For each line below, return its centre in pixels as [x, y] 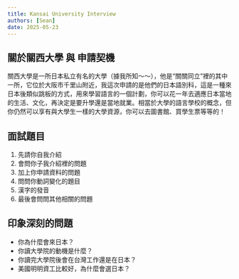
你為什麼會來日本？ [46, 241]
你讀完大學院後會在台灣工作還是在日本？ [77, 259]
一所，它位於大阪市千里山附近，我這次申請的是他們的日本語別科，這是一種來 [119, 85]
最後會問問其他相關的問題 [55, 199]
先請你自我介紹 [39, 154]
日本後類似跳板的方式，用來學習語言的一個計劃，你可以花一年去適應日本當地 [119, 94]
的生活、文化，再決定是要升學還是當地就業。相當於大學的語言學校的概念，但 [119, 103]
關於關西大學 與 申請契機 [61, 58]
